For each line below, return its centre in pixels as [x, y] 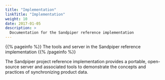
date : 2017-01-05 [23, 23]
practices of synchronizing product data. [47, 72]
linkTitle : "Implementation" [35, 14]
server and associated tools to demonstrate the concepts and [83, 67]
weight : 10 [16, 19]
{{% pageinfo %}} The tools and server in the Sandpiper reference [73, 47]
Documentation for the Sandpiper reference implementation [72, 33]
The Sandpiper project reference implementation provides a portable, [76, 61]
